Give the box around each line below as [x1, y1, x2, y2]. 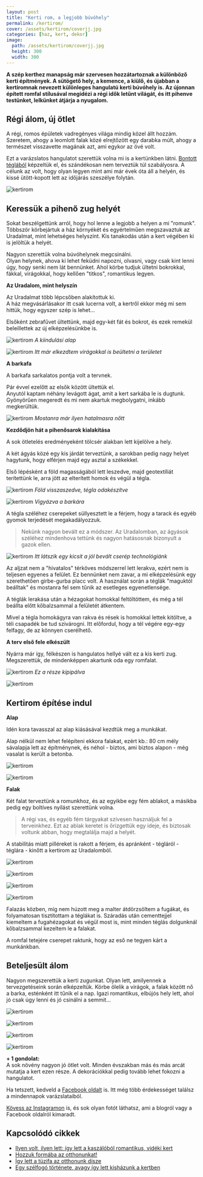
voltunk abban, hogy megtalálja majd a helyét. [21, 829, 136, 836]
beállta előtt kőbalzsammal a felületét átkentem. [6, 602, 125, 609]
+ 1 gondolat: [6, 1054, 40, 1062]
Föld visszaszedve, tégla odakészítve [34, 486, 128, 494]
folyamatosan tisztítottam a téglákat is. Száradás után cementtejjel [6, 912, 171, 920]
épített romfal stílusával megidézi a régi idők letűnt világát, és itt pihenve [6, 90, 193, 97]
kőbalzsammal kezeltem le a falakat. [6, 925, 97, 932]
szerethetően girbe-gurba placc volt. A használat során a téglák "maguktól [6, 577, 193, 585]
